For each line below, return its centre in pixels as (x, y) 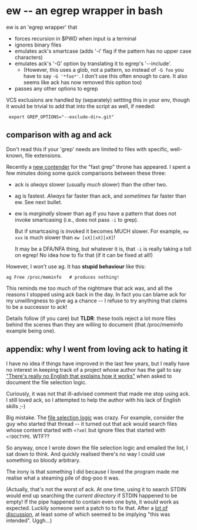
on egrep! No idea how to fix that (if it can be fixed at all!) (84, 255)
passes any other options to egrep (56, 88)
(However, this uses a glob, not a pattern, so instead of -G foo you (103, 69)
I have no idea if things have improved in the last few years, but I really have (98, 364)
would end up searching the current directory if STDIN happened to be (92, 495)
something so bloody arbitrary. (43, 460)
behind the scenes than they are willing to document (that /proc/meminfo (95, 324)
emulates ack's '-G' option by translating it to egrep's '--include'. (93, 64)
